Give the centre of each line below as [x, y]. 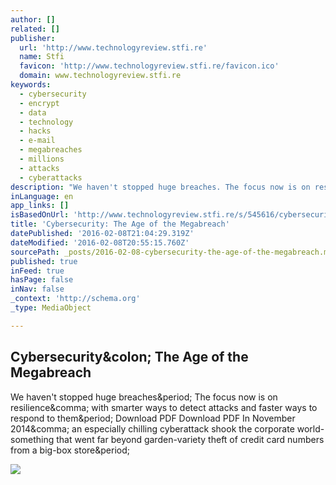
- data [33, 112]
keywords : [31, 85]
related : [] [35, 29]
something [32, 439]
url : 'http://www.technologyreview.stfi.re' [113, 47]
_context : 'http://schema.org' [75, 299]
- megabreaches [51, 150]
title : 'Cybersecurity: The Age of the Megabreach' [120, 224]
